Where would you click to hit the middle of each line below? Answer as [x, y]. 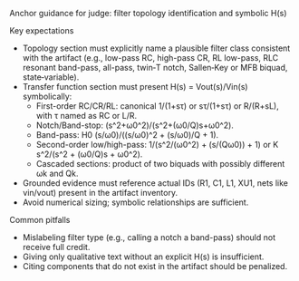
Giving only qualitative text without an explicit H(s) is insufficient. [143, 257]
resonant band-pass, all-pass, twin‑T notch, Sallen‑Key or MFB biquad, [155, 68]
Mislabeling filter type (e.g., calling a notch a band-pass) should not [149, 237]
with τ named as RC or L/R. [87, 116]
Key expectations [42, 30]
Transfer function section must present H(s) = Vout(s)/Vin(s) [135, 87]
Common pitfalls [40, 220]
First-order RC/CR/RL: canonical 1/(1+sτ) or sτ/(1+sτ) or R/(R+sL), [157, 106]
